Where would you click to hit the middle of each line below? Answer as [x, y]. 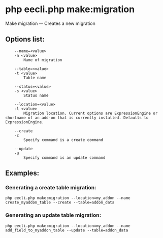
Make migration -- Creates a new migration [50, 23]
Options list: [25, 39]
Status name [36, 95]
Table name [35, 78]
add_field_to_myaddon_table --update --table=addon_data [67, 230]
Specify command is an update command [64, 158]
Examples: [22, 173]
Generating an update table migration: [53, 215]
